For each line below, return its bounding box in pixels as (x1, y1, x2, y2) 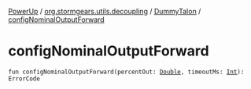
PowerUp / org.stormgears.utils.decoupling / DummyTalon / (8, 7, 201, 16)
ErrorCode (8, 74, 41, 83)
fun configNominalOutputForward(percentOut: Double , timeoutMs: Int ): (8, 68, 245, 76)
